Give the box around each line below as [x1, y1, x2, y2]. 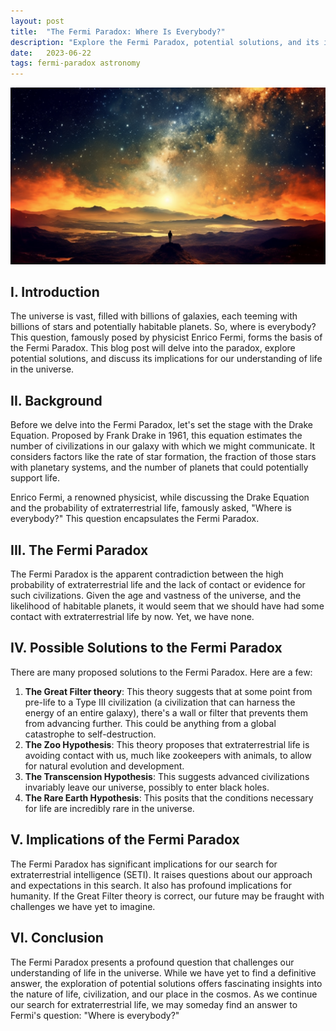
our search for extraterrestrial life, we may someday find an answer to [10, 998, 298, 1010]
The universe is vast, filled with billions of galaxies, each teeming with [10, 310, 298, 322]
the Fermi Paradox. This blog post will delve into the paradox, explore [10, 342, 296, 354]
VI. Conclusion [10, 930, 104, 947]
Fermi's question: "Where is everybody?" [10, 1009, 180, 1021]
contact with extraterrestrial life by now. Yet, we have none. [10, 611, 255, 623]
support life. [10, 472, 60, 484]
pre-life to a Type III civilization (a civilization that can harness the [24, 696, 296, 708]
